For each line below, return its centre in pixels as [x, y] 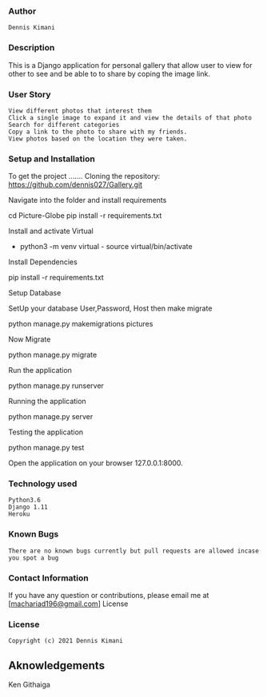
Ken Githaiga [29, 685]
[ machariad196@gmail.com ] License [68, 604]
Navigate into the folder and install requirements [88, 200]
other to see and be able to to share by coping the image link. [109, 73]
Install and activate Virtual [51, 231]
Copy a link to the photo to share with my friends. [98, 132]
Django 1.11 [28, 507]
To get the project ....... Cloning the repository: [84, 176]
